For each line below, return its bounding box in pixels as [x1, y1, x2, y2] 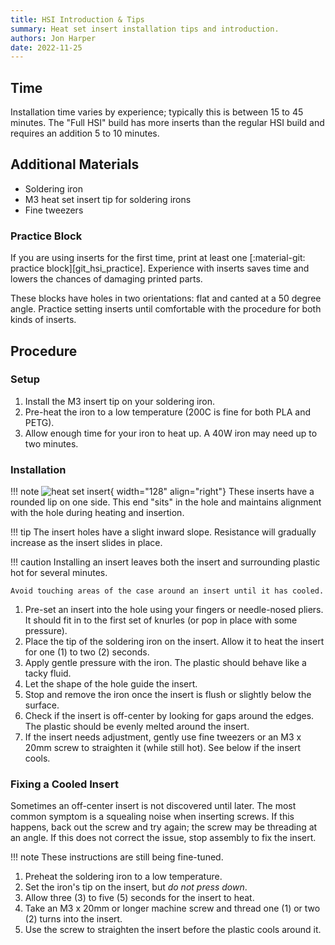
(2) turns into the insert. [24, 913, 123, 925]
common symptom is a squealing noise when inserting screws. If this [10, 811, 295, 823]
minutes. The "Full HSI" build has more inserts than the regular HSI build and [10, 117, 325, 129]
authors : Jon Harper [10, 33, 97, 43]
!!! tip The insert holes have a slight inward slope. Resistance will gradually [10, 526, 317, 538]
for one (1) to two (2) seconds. [24, 646, 150, 658]
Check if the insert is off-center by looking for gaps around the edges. [24, 710, 315, 722]
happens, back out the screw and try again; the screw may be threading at [10, 821, 318, 833]
